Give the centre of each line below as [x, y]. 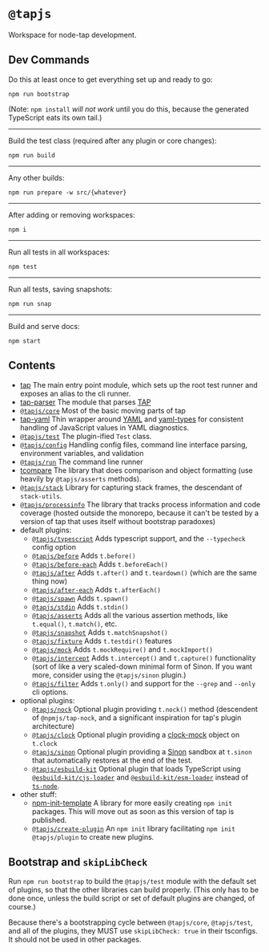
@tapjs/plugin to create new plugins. [93, 836]
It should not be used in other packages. [75, 940]
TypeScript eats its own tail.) [55, 117]
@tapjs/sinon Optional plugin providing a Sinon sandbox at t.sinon [142, 751]
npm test [23, 266]
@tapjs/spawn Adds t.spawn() [80, 598]
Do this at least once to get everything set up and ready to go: [110, 79]
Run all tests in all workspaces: [59, 252]
